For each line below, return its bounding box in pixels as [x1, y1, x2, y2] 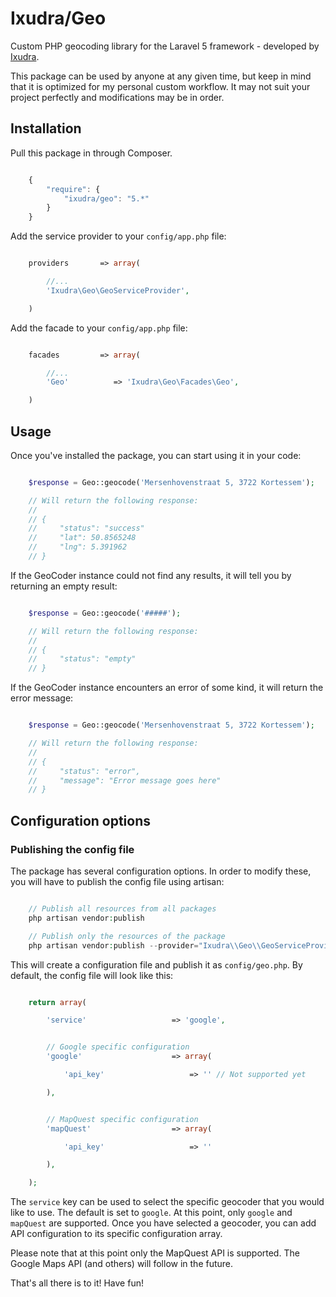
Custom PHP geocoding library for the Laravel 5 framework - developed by [10, 40, 320, 52]
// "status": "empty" [28, 654, 137, 664]
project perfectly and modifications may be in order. [10, 91, 225, 103]
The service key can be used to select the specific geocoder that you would [10, 1196, 325, 1208]
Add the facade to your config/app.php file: [10, 322, 188, 334]
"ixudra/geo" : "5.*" [63, 193, 150, 204]
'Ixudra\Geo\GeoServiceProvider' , [46, 285, 190, 296]
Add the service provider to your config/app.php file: [10, 230, 227, 242]
